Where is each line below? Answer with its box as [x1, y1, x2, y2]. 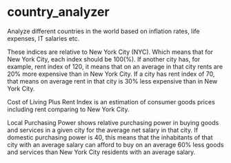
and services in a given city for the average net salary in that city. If [7, 126, 199, 134]
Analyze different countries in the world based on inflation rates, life [7, 27, 200, 35]
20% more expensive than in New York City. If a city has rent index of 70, [7, 70, 215, 78]
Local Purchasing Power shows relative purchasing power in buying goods [7, 118, 219, 126]
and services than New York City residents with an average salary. [7, 148, 196, 156]
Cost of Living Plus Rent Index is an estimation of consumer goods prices [7, 97, 215, 106]
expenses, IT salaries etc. [7, 34, 80, 42]
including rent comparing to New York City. [7, 105, 130, 113]
